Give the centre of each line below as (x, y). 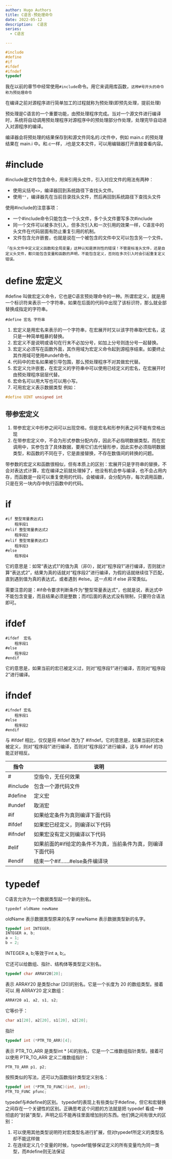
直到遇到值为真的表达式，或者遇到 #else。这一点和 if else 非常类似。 (78, 579)
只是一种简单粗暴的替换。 (40, 336)
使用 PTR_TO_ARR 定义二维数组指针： (49, 1057)
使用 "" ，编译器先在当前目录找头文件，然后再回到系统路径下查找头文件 (87, 197)
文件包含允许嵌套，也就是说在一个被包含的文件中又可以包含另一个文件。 (89, 238)
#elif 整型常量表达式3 (27, 540)
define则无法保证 (47, 1151)
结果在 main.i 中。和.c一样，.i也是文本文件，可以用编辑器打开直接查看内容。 (85, 144)
